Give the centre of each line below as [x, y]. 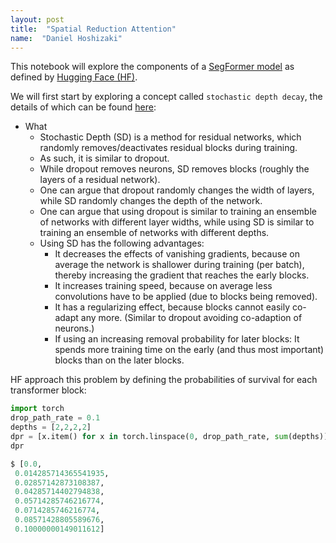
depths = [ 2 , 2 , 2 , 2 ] [51, 427]
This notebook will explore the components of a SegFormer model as [152, 67]
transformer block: [48, 390]
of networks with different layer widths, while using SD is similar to [177, 222]
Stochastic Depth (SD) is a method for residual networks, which [170, 137]
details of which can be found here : [83, 107]
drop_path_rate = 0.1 [55, 418]
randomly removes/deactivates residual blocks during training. [168, 148]
